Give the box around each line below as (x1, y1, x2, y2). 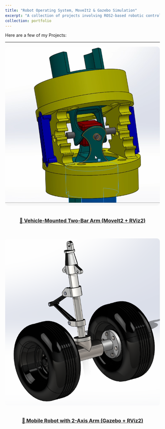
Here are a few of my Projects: (5, 32, 67, 38)
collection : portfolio (5, 18, 52, 23)
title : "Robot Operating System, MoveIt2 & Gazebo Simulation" (5, 8, 137, 13)
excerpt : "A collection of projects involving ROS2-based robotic (5, 13, 144, 18)
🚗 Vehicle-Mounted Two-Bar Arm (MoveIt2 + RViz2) (19, 217, 146, 224)
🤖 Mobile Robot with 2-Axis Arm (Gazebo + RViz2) (22, 417, 143, 424)
